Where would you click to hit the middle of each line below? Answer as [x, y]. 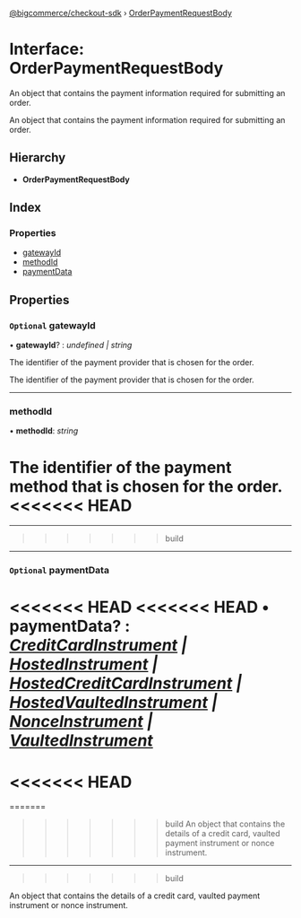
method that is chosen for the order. [146, 486]
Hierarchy [38, 157]
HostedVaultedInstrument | [113, 703]
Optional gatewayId [52, 325]
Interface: [47, 49]
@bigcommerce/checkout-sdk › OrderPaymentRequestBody [121, 13]
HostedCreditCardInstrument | [126, 683]
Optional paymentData [60, 571]
